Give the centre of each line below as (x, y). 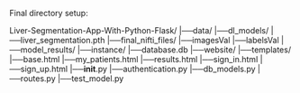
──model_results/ (42, 50)
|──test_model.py (91, 79)
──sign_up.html (39, 69)
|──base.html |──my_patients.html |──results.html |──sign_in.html (134, 59)
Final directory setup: (49, 13)
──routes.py (32, 79)
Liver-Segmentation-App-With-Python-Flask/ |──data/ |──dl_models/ (139, 30)
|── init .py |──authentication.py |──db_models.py (163, 69)
